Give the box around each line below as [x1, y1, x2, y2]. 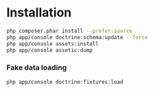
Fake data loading [6, 63, 67, 73]
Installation [6, 5, 72, 21]
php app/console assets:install [6, 40, 99, 47]
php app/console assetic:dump [6, 47, 93, 54]
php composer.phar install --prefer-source [6, 27, 133, 34]
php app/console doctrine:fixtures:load [6, 78, 124, 85]
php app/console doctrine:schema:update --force [6, 34, 148, 41]
